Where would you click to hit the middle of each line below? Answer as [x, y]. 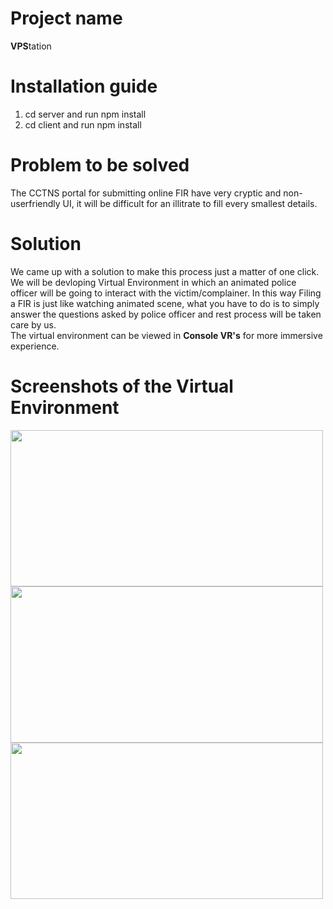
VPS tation [31, 46]
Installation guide [84, 86]
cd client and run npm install [83, 124]
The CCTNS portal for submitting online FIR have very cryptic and [146, 193]
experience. [35, 346]
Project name [66, 18]
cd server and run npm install [85, 114]
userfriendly [35, 203]
